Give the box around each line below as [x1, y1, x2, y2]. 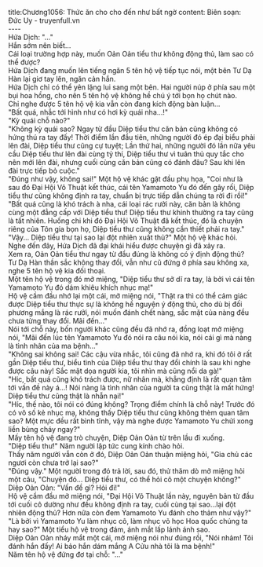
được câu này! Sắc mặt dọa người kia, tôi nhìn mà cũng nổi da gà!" [8, 366, 222, 375]
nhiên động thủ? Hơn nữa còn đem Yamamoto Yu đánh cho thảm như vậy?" [8, 508, 252, 518]
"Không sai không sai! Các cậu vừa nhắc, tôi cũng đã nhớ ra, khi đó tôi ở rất [8, 349, 253, 359]
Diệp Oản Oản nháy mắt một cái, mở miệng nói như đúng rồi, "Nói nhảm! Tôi [8, 533, 254, 542]
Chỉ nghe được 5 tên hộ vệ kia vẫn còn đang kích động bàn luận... [8, 99, 221, 108]
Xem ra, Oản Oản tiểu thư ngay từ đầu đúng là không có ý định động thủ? [8, 250, 245, 258]
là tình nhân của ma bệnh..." [8, 342, 99, 350]
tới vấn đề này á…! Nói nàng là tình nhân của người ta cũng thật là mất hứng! [8, 383, 255, 392]
